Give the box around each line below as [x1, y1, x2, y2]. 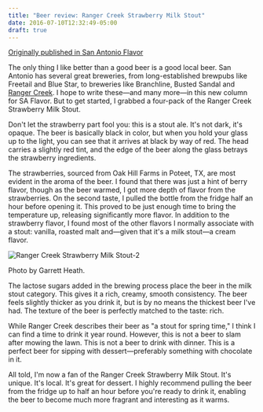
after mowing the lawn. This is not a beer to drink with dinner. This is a [8, 338, 236, 348]
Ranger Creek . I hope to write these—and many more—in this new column [8, 88, 248, 97]
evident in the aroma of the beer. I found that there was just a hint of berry [8, 177, 248, 186]
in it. [8, 355, 22, 364]
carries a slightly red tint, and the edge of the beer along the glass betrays [8, 145, 249, 154]
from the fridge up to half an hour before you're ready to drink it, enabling [8, 387, 247, 396]
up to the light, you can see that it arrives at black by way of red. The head [8, 137, 249, 146]
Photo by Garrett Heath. [8, 266, 86, 275]
